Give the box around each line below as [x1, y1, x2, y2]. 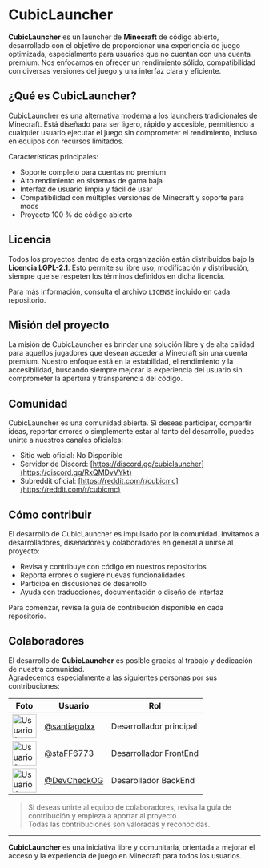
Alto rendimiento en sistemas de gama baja [19, 175, 163, 185]
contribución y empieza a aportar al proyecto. [27, 810, 179, 820]
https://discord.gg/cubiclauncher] [92, 459, 204, 469]
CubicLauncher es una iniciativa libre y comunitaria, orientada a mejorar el [8, 842, 255, 852]
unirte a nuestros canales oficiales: [8, 435, 124, 445]
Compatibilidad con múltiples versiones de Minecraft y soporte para [19, 192, 244, 202]
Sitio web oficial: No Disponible [19, 451, 123, 460]
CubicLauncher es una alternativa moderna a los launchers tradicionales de [8, 111, 258, 120]
